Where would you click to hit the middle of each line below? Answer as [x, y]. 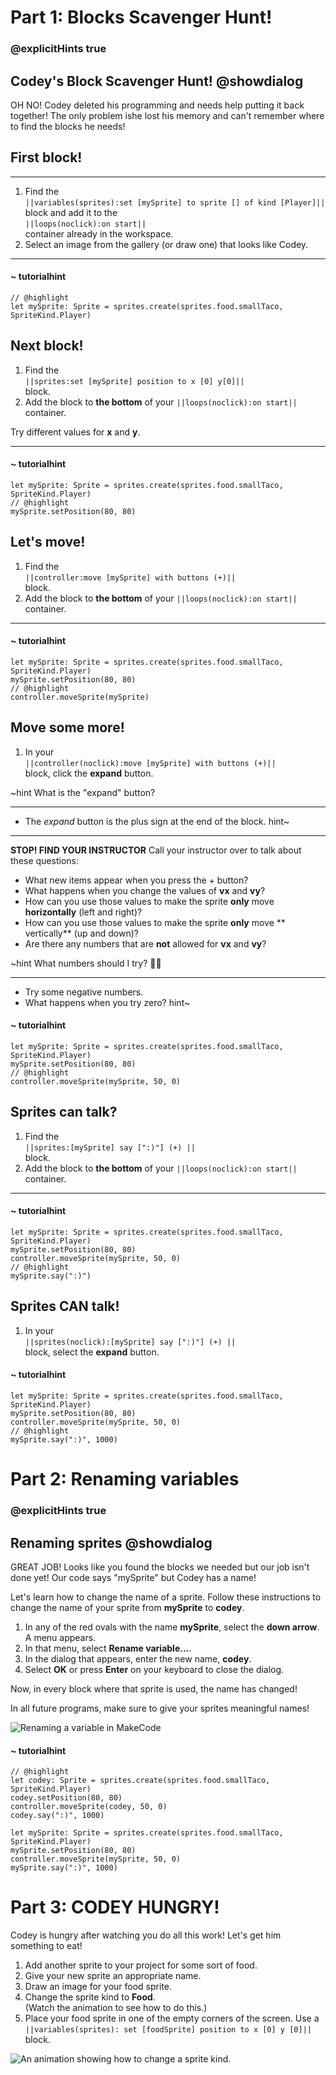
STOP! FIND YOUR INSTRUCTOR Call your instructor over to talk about [156, 850]
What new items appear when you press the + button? [136, 880]
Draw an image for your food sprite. [98, 1987]
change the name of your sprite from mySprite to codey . [127, 1607]
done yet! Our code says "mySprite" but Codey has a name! [133, 1577]
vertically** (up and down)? [81, 933]
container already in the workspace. [99, 233]
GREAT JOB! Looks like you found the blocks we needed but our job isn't [160, 1567]
